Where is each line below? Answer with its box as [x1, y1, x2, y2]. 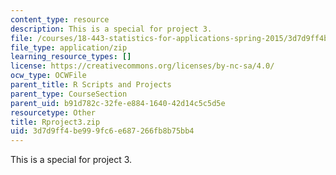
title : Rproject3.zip [10, 117, 101, 127]
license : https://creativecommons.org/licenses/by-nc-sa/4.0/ [10, 61, 275, 71]
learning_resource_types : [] [10, 52, 132, 62]
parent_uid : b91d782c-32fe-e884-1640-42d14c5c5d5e [10, 98, 226, 108]
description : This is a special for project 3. [10, 24, 213, 34]
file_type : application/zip [10, 42, 128, 53]
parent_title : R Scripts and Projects [10, 80, 172, 90]
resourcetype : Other [10, 107, 97, 118]
